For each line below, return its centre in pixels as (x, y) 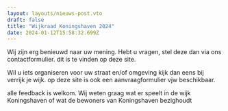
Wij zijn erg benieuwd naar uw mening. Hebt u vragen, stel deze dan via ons (114, 52)
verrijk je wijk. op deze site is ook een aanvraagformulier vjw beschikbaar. (111, 80)
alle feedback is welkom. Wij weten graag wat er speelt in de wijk (99, 93)
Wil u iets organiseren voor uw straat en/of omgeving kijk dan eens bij (105, 73)
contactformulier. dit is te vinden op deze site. (72, 60)
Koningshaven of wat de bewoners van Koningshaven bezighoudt (100, 101)
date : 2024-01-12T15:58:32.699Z (53, 33)
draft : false (26, 20)
